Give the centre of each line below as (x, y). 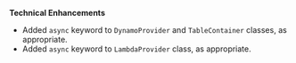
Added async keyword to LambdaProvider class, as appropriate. (136, 49)
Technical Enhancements (57, 13)
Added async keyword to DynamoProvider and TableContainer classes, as (154, 30)
